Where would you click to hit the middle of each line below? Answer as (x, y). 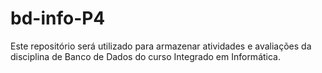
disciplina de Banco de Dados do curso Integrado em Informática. (145, 56)
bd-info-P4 (58, 18)
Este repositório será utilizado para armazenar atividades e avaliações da (161, 46)
